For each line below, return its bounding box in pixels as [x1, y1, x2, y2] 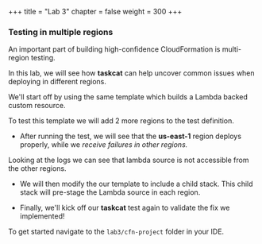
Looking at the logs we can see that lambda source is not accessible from [8, 155, 249, 165]
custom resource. [8, 101, 66, 110]
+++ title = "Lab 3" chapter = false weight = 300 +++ [8, 7, 183, 16]
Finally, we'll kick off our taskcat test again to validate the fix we [19, 203, 230, 213]
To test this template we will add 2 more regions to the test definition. [8, 116, 234, 126]
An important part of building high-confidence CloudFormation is [8, 45, 221, 54]
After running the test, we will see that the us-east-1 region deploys [19, 131, 242, 141]
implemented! [19, 211, 65, 221]
